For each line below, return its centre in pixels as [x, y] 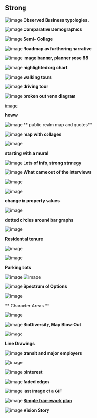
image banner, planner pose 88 [56, 58]
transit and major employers [53, 353]
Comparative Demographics [53, 29]
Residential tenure [24, 239]
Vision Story [36, 410]
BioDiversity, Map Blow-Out [53, 324]
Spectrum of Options [45, 286]
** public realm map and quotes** [58, 124]
